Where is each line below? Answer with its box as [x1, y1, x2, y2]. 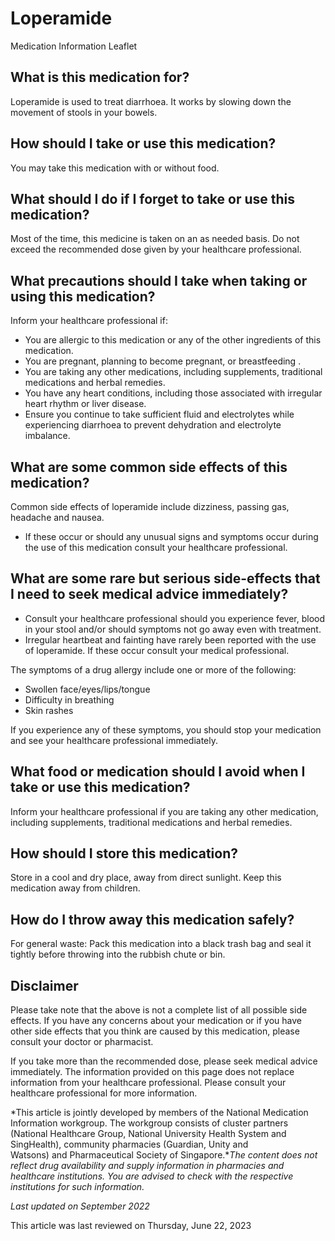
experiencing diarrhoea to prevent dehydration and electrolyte [24, 419, 282, 431]
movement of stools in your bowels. [10, 106, 158, 118]
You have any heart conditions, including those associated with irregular [24, 387, 323, 399]
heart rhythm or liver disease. [24, 398, 147, 410]
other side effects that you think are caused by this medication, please [10, 1025, 300, 1037]
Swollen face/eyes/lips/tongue [24, 683, 151, 695]
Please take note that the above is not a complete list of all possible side [10, 1004, 308, 1016]
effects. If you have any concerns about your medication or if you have [10, 1015, 302, 1027]
